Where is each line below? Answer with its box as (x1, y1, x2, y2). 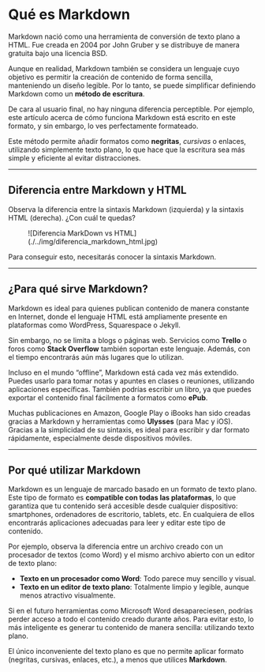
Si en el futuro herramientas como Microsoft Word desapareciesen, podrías (8, 606, 254, 616)
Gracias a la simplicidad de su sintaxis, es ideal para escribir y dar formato (8, 425, 250, 434)
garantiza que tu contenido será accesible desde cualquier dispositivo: (8, 501, 238, 511)
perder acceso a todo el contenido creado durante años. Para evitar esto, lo (8, 614, 254, 624)
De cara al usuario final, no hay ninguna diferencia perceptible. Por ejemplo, (8, 104, 255, 114)
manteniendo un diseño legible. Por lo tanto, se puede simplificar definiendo (8, 81, 256, 90)
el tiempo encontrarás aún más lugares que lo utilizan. (8, 352, 185, 361)
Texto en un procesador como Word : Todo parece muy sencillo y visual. (19, 574, 256, 583)
